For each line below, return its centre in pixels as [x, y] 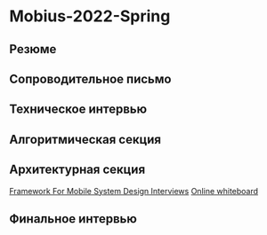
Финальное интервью [73, 219]
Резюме [33, 49]
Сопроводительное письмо [90, 78]
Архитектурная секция [77, 170]
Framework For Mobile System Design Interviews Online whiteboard [134, 191]
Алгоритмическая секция [85, 139]
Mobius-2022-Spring [90, 16]
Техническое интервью [78, 110]
